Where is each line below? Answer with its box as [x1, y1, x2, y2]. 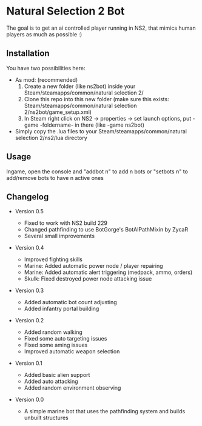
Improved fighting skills [24, 256, 83, 263]
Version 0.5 [15, 208, 44, 215]
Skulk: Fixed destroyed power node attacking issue [24, 275, 152, 282]
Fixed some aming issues [24, 341, 88, 349]
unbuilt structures [24, 414, 69, 422]
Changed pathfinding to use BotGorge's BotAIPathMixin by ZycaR [24, 226, 189, 233]
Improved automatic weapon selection [24, 348, 120, 355]
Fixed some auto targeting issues [24, 335, 107, 342]
